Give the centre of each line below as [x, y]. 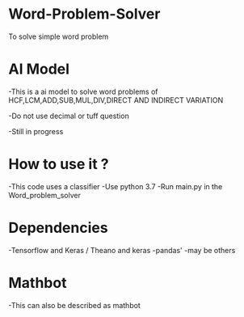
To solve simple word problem [59, 36]
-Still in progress [36, 131]
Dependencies [58, 228]
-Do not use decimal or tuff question [69, 116]
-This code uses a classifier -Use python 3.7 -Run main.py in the [116, 186]
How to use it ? [59, 165]
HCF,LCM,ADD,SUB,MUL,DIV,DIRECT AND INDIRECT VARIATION [116, 100]
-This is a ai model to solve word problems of [84, 91]
